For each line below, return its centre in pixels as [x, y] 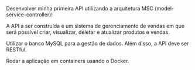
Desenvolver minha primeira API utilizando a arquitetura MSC [80, 8]
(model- [164, 8]
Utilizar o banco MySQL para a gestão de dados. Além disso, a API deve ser [97, 43]
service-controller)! [29, 15]
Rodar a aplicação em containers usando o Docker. [68, 61]
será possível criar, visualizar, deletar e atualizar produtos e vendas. [88, 32]
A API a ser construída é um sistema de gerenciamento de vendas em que [95, 26]
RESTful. [17, 50]
